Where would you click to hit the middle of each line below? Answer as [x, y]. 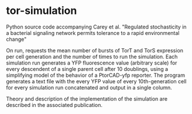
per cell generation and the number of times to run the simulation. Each [92, 56]
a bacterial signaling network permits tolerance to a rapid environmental [93, 33]
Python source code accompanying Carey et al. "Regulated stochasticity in [96, 27]
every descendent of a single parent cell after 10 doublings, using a [87, 69]
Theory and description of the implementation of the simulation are [87, 99]
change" [16, 39]
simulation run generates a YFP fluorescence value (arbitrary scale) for [92, 63]
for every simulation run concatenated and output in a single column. [89, 87]
